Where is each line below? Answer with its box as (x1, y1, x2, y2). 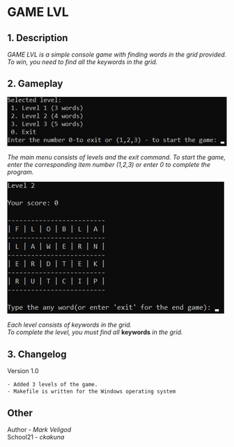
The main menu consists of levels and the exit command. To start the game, (7, 153, 226, 162)
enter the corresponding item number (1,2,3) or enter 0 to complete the (7, 161, 211, 169)
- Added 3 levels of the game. (7, 381, 98, 389)
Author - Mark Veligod (7, 425, 72, 434)
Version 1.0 (7, 367, 39, 375)
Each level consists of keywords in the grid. (7, 321, 132, 329)
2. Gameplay (7, 78, 63, 90)
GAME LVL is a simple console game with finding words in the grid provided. (7, 50, 227, 58)
